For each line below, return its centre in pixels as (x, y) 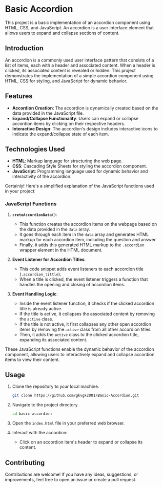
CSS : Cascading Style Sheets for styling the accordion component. (80, 166)
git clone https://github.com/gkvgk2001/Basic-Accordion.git (76, 396)
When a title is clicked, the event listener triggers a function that (83, 279)
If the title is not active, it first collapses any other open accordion (85, 324)
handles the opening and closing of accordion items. (72, 284)
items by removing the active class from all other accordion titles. (86, 329)
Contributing (25, 463)
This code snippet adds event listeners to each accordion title (81, 269)
